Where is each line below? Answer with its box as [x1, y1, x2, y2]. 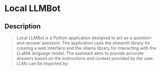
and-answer [16, 40, 41, 46]
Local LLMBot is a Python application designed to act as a [16, 35, 132, 41]
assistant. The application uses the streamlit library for [42, 40, 151, 46]
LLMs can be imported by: [16, 61, 69, 66]
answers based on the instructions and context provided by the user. [16, 56, 154, 61]
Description [4, 22, 41, 30]
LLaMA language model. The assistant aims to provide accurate [16, 50, 144, 56]
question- [133, 35, 153, 41]
